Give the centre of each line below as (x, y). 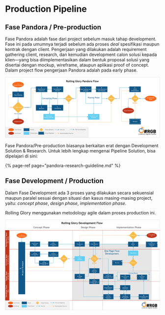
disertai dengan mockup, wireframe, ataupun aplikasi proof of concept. (77, 65)
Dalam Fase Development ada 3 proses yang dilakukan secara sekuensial (79, 193)
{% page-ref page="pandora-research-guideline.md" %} (63, 165)
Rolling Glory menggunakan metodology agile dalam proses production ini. (81, 212)
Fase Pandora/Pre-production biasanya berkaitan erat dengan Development (82, 145)
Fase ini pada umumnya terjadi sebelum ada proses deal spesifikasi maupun (82, 44)
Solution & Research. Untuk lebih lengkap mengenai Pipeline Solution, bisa (80, 151)
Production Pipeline (46, 9)
